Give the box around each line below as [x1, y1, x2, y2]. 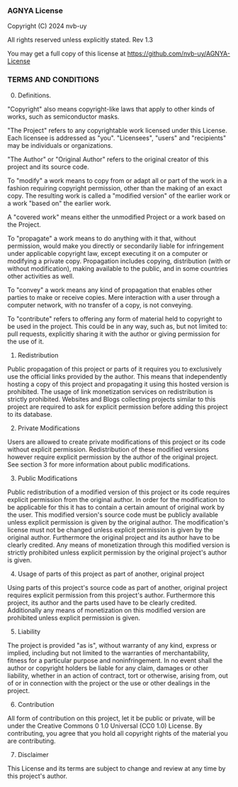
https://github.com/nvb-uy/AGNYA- [127, 49, 230, 58]
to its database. [7, 409, 53, 418]
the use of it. [7, 337, 45, 346]
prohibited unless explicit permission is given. [7, 614, 140, 622]
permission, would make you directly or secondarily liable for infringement [7, 241, 225, 250]
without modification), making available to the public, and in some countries [7, 264, 228, 272]
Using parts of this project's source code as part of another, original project [7, 583, 228, 591]
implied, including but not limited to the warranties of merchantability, [7, 648, 210, 657]
